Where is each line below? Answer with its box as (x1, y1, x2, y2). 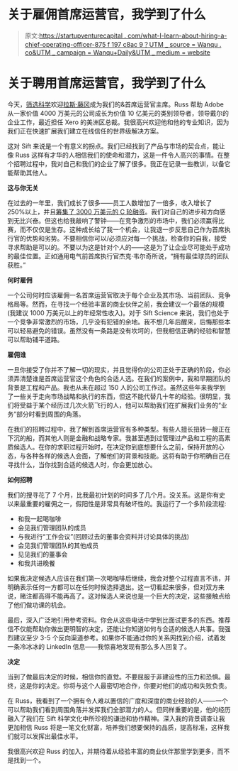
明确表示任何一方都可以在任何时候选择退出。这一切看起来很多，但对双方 (7, 583, 218, 591)
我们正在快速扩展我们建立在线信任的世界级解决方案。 (7, 126, 163, 135)
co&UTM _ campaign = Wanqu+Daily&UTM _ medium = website (24, 48, 211, 57)
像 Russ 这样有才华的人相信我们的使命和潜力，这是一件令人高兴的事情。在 (7, 151, 224, 159)
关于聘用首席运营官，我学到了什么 (7, 75, 207, 92)
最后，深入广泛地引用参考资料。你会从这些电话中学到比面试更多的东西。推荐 (7, 616, 231, 624)
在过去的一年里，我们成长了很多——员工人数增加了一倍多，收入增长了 (7, 198, 212, 207)
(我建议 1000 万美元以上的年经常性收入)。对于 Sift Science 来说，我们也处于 (7, 308, 229, 317)
